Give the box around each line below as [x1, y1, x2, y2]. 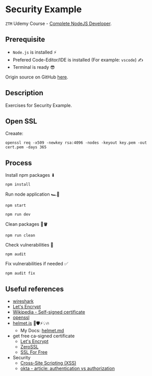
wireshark [12, 298, 34, 304]
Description [5, 89, 43, 97]
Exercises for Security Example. [5, 102, 72, 108]
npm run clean [5, 233, 36, 238]
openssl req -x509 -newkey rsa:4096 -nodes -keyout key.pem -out [5, 140, 147, 146]
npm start [5, 203, 27, 208]
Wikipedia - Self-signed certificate [12, 309, 85, 315]
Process [5, 158, 32, 167]
